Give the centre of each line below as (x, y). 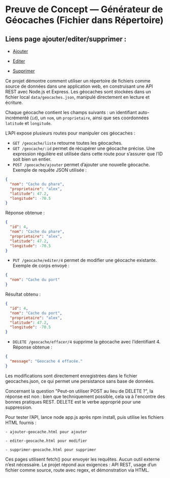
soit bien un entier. (32, 159)
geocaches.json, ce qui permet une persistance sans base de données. (80, 381)
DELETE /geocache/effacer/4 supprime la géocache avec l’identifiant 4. (87, 342)
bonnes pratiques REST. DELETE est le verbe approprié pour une (73, 402)
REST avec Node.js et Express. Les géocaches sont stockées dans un (78, 92)
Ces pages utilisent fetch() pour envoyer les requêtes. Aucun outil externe (82, 459)
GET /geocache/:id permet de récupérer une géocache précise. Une (84, 148)
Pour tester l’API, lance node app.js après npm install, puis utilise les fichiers (84, 417)
